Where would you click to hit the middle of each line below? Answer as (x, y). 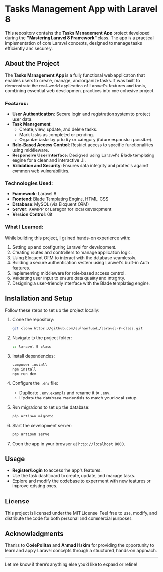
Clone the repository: (33, 320)
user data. (22, 119)
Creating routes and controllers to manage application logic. (72, 252)
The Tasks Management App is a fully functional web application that (75, 75)
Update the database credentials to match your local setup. (79, 398)
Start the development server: (42, 425)
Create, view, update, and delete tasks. (58, 129)
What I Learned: (24, 227)
